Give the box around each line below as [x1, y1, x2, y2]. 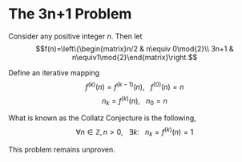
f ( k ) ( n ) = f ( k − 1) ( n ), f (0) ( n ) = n [85, 80, 184, 91]
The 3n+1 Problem [8, 5, 132, 23]
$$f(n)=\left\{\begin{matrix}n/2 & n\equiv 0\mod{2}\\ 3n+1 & [35, 43, 234, 53]
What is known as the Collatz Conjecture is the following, [8, 113, 196, 123]
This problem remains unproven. [8, 144, 116, 154]
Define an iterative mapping [8, 67, 100, 77]
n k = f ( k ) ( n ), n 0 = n [101, 94, 168, 107]
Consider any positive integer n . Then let [8, 31, 143, 41]
